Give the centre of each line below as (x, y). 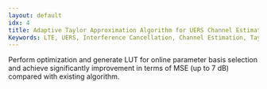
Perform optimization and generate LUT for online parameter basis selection (133, 60)
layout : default (35, 15)
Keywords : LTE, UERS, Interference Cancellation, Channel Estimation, (128, 37)
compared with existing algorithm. (64, 76)
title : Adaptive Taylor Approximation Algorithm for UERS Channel (120, 30)
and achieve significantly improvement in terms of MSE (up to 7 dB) (118, 69)
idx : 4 (19, 23)
